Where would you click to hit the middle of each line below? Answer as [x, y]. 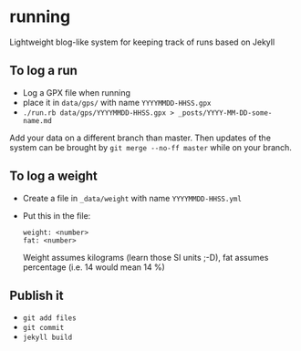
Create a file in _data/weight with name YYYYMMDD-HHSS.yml [132, 198]
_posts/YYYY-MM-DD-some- [225, 113]
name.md [37, 120]
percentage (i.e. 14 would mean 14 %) [94, 267]
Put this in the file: [57, 215]
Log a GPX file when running [76, 92]
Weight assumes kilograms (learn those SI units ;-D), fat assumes [145, 257]
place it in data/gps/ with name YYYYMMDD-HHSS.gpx [117, 102]
